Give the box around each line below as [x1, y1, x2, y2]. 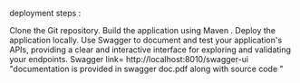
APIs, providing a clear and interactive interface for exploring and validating [9, 44, 292, 55]
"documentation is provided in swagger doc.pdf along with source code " [9, 63, 284, 74]
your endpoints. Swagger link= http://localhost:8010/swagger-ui [9, 54, 249, 64]
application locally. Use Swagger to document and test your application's [9, 35, 283, 45]
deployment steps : [9, 8, 82, 18]
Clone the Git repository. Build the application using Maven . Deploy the [9, 25, 276, 35]
